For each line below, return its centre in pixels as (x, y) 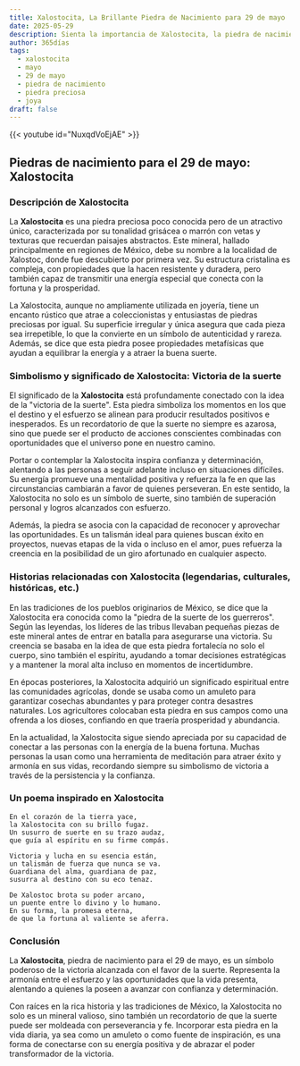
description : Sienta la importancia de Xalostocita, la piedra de (135, 34)
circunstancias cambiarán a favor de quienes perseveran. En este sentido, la (150, 489)
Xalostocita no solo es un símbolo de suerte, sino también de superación (143, 498)
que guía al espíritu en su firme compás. (89, 840)
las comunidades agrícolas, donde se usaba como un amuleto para (133, 691)
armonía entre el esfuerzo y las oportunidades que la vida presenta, (134, 979)
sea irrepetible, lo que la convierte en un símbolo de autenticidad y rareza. (146, 334)
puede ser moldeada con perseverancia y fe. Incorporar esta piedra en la (144, 1026)
